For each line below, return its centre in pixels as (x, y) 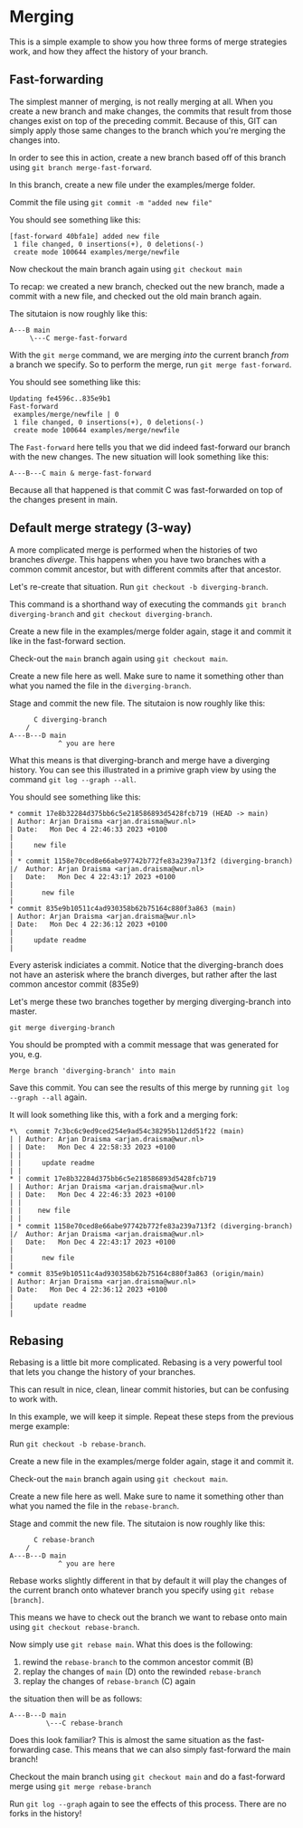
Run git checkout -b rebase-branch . (78, 1444)
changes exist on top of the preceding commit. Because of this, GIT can (143, 120)
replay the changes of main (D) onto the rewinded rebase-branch (142, 1672)
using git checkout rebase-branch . (75, 1627)
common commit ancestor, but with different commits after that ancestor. (146, 569)
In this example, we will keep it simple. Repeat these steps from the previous (151, 1416)
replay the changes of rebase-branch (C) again (109, 1681)
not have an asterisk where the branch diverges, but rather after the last (143, 974)
